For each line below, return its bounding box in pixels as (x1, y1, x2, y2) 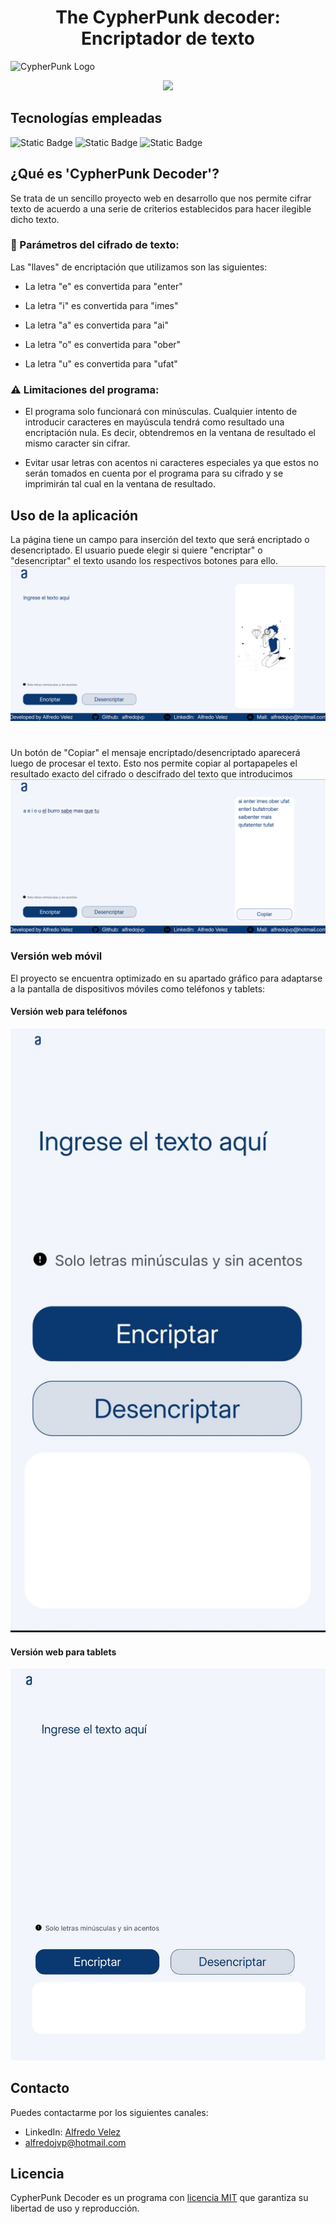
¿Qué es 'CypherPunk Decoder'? (10, 166, 220, 183)
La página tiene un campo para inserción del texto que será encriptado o (10, 533, 310, 545)
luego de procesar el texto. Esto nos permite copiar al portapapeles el (10, 757, 298, 769)
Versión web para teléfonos (10, 1006, 128, 1018)
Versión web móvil (10, 949, 103, 963)
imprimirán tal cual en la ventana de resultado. (24, 478, 216, 490)
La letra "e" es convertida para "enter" (24, 280, 183, 292)
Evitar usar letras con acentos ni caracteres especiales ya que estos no (24, 457, 319, 469)
